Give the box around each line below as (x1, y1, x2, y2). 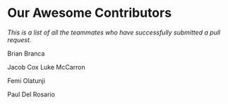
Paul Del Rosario (7, 90, 55, 98)
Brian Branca (7, 49, 45, 58)
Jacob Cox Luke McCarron (7, 63, 86, 71)
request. (7, 35, 32, 44)
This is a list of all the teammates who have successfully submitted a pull (7, 28, 221, 37)
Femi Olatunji (7, 76, 46, 85)
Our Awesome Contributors (7, 5, 172, 21)
